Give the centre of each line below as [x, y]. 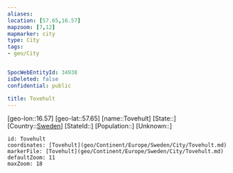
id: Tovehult [27, 139]
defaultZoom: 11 [31, 158]
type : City [23, 40]
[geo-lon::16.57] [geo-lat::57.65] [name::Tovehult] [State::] [92, 118]
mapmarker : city [31, 34]
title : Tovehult [31, 99]
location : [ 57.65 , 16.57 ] [44, 21]
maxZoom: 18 [25, 164]
